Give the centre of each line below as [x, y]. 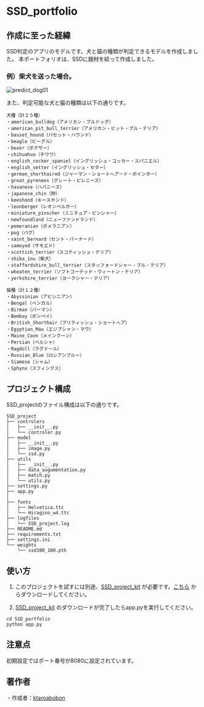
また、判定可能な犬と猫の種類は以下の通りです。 [68, 103]
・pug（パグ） [22, 233]
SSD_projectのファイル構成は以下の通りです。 [64, 405]
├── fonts [19, 502]
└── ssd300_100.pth [42, 551]
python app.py [24, 624]
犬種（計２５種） [25, 116]
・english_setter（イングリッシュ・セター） [57, 168]
